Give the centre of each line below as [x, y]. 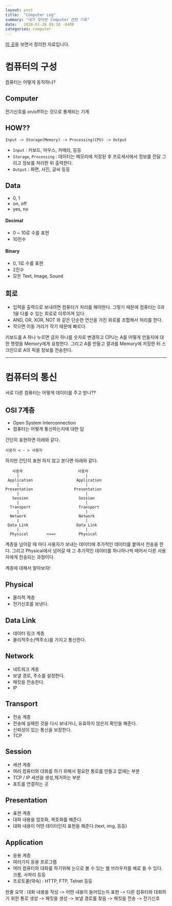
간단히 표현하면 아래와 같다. [33, 440]
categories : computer [28, 29]
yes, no [20, 209]
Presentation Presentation [53, 489]
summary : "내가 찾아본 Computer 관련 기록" [48, 19]
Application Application [55, 480]
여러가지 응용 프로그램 [35, 862]
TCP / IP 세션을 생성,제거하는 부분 [47, 777]
